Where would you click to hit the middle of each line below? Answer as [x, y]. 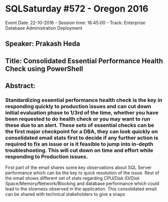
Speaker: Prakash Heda [43, 44]
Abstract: [20, 86]
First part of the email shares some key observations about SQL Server [78, 168]
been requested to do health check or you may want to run [78, 119]
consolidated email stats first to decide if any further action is [82, 138]
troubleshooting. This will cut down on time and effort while [79, 150]
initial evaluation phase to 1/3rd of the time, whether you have [82, 113]
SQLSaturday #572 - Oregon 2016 [77, 9]
